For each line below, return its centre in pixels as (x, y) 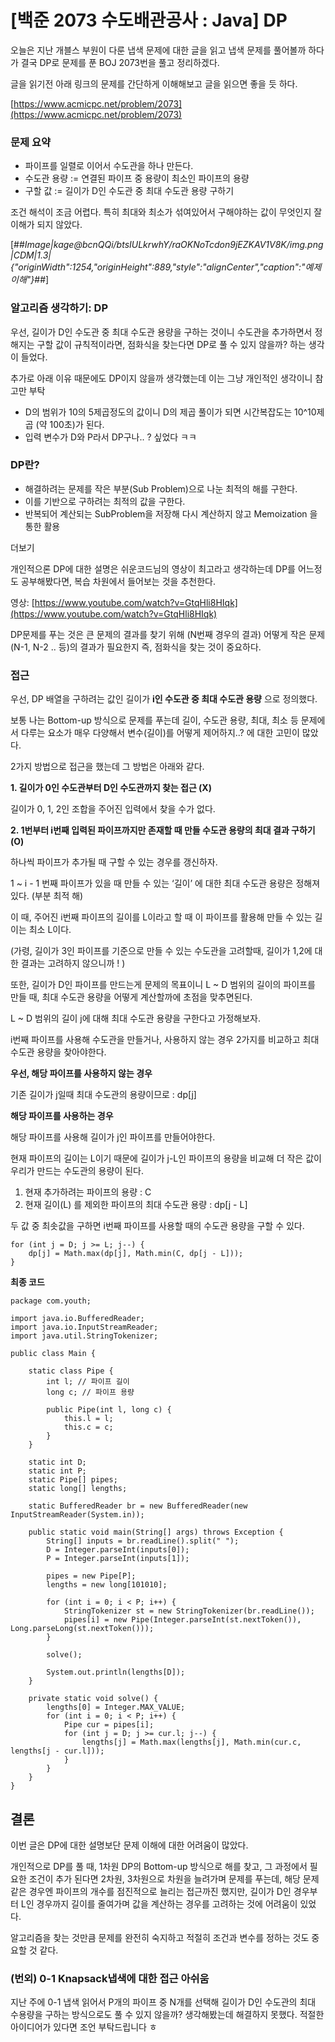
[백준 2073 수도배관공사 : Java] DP (149, 20)
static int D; (57, 1462)
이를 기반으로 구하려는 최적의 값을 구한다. (105, 501)
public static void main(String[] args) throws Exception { (156, 1532)
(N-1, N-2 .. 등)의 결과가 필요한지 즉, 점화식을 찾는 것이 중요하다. (136, 647)
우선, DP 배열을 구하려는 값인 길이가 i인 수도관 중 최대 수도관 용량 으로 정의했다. (164, 699)
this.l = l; (88, 1419)
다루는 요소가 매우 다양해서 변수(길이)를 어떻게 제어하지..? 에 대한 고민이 (160, 733)
